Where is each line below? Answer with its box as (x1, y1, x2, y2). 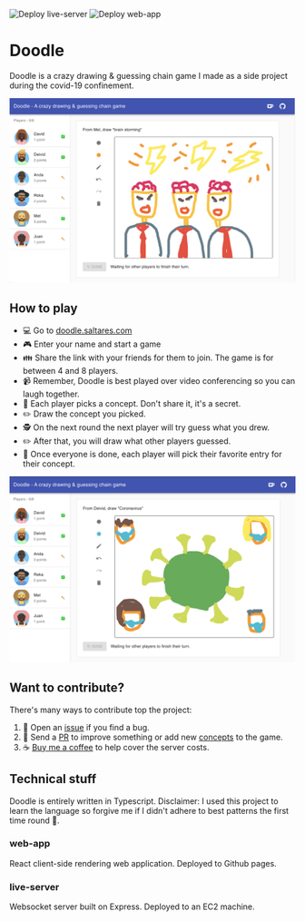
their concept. (22, 458, 75, 469)
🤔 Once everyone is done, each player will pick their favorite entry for (22, 449, 282, 460)
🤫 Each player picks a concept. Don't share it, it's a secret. (22, 398, 241, 409)
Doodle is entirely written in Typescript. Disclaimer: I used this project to (9, 795, 279, 807)
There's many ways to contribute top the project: (9, 704, 192, 715)
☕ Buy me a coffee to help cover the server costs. (22, 741, 210, 752)
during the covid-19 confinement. (9, 80, 134, 91)
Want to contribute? (9, 681, 125, 696)
